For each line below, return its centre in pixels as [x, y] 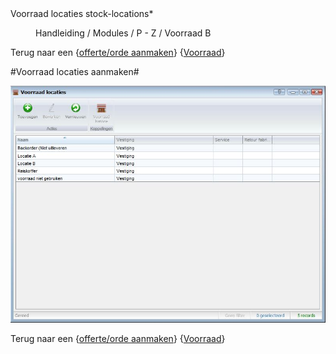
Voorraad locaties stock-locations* [82, 13]
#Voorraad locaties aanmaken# [75, 71]
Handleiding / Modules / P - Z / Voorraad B [123, 33]
